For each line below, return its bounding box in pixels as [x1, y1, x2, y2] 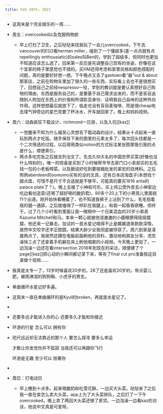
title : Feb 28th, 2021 [5, 7, 51, 12]
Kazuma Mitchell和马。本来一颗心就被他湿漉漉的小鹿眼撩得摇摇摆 [19, 215, 151, 220]
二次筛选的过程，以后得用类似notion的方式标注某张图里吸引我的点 [23, 142, 156, 147]
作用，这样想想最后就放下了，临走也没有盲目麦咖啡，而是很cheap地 [19, 103, 156, 108]
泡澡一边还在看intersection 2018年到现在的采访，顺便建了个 [23, 245, 144, 251]
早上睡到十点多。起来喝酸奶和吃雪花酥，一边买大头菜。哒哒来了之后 [19, 385, 156, 391]
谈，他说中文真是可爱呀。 [19, 403, 71, 409]
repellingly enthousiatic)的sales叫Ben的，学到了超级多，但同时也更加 [19, 54, 159, 60]
